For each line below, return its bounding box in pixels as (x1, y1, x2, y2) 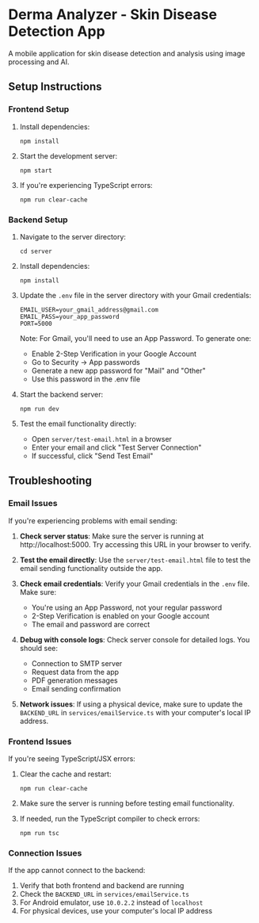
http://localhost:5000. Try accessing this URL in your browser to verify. (19, 539, 252, 549)
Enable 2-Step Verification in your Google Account (31, 349, 196, 358)
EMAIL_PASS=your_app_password (19, 312, 120, 320)
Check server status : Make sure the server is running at (19, 531, 204, 541)
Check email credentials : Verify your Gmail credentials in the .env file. (19, 579, 250, 588)
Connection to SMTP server (31, 658, 123, 668)
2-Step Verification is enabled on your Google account (31, 611, 210, 620)
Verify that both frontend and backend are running (19, 881, 185, 890)
